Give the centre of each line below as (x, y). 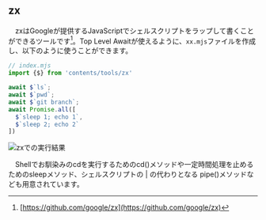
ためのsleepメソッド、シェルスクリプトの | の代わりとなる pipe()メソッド (128, 174)
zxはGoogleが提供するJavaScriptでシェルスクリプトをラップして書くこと (135, 30)
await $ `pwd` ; (32, 95)
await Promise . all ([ (42, 109)
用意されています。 (53, 184)
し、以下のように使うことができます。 (70, 51)
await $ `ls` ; (30, 88)
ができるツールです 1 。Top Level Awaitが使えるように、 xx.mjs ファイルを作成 (132, 40)
